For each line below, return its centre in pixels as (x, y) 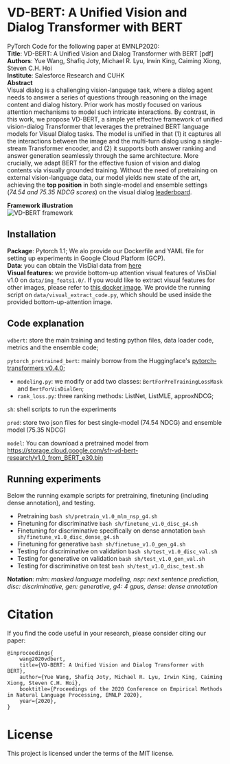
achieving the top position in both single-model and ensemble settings (107, 185)
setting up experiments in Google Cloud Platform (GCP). (87, 258)
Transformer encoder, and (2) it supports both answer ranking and (122, 148)
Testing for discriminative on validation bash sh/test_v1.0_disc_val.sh (117, 551)
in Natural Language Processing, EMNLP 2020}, (75, 695)
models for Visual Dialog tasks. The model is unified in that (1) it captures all (114, 134)
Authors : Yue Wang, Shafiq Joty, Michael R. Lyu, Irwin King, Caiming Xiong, (114, 60)
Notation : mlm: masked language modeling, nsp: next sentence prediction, (113, 579)
